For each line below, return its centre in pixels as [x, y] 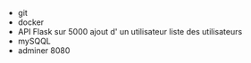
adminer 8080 [44, 51]
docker [31, 22]
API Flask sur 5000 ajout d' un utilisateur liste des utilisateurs [130, 31]
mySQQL [34, 41]
